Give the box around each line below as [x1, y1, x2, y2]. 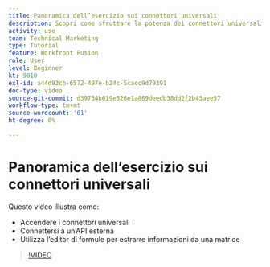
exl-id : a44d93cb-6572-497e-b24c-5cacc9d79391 [8, 79, 167, 87]
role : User [8, 57, 45, 65]
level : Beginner [8, 64, 63, 72]
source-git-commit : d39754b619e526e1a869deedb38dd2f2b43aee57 [8, 94, 221, 102]
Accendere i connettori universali [19, 217, 130, 227]
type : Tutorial [8, 42, 59, 50]
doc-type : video [8, 86, 63, 95]
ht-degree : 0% [8, 117, 56, 125]
